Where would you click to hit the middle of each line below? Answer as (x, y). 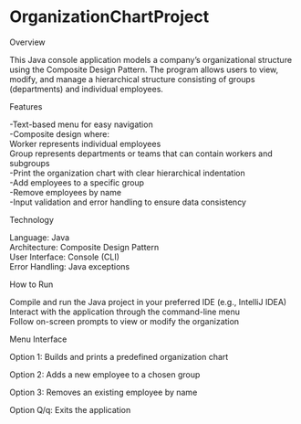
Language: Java (40, 237)
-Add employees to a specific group (77, 182)
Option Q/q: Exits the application (70, 409)
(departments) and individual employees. (87, 89)
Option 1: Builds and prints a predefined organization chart (119, 356)
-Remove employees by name (65, 192)
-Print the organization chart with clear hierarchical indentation (127, 173)
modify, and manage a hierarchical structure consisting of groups (132, 79)
